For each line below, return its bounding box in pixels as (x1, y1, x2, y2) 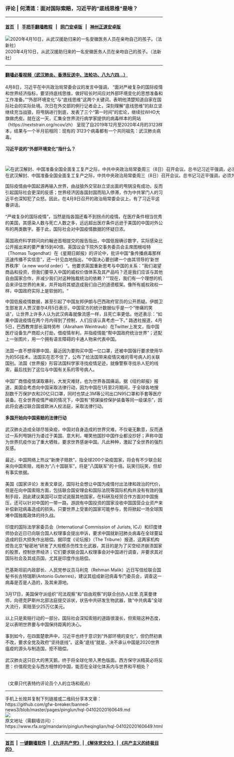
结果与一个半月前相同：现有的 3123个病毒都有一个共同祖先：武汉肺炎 (13, 127, 156, 134)
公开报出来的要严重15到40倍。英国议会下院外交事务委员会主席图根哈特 (5, 244, 151, 250)
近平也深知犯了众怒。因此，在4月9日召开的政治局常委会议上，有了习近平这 (5, 195, 160, 202)
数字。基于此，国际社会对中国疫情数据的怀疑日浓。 (22, 226, 128, 232)
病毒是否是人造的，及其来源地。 (5, 579, 71, 585)
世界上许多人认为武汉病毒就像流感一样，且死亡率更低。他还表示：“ (20, 311, 158, 317)
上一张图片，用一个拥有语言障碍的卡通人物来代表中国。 (5, 336, 119, 342)
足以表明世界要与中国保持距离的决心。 (5, 621, 84, 627)
